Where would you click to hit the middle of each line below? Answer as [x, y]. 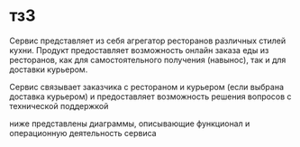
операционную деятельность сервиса [83, 133]
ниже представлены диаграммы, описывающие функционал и [130, 124]
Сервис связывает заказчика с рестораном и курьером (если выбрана [147, 87]
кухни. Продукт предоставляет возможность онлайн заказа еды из [139, 50]
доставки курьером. [49, 69]
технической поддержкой [59, 106]
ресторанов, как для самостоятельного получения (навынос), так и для [148, 60]
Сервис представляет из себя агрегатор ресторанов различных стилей [148, 41]
